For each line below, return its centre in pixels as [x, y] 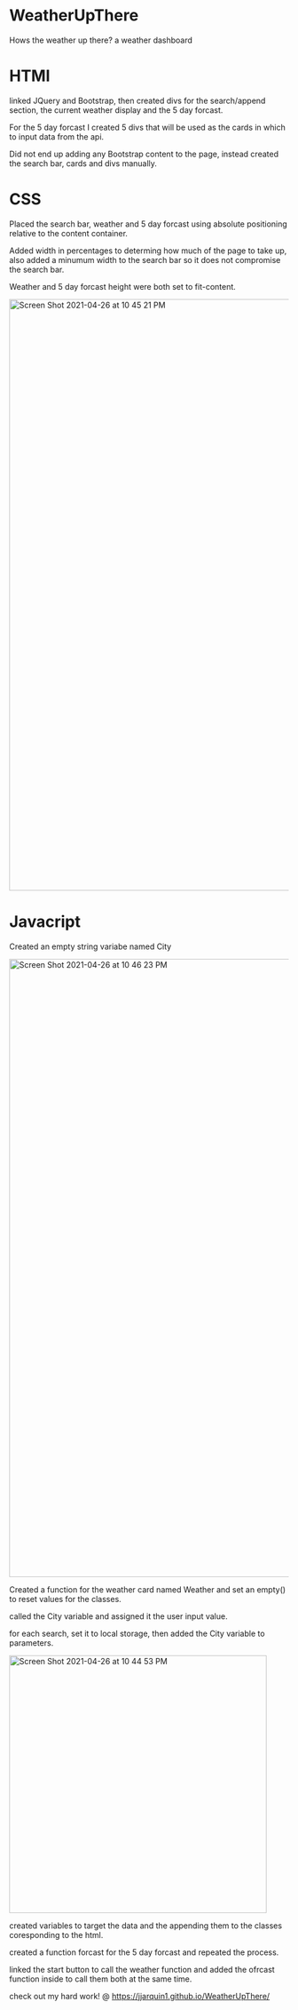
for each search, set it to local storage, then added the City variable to [137, 1633]
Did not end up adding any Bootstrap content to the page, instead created [144, 154]
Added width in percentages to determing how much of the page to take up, [148, 251]
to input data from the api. [57, 136]
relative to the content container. [69, 233]
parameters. [31, 1643]
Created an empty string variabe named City [90, 946]
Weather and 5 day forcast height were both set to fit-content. [123, 286]
